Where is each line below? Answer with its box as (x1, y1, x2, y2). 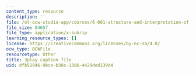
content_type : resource (6, 8, 64, 14)
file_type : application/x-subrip (6, 30, 87, 36)
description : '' (6, 14, 45, 20)
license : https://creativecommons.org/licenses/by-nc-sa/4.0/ (6, 41, 160, 47)
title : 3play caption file (6, 57, 72, 63)
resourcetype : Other (6, 52, 57, 57)
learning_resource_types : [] (6, 35, 77, 41)
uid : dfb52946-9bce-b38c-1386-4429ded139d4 (6, 62, 114, 68)
